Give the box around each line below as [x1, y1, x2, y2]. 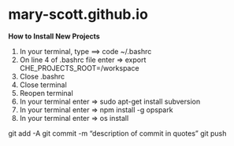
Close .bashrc [19, 71, 65, 81]
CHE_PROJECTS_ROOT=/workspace [19, 63, 139, 72]
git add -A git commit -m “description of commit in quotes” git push [8, 128, 227, 138]
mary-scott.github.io [8, 5, 148, 24]
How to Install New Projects [8, 31, 100, 41]
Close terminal [19, 80, 67, 89]
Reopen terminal [19, 88, 73, 97]
